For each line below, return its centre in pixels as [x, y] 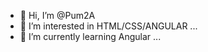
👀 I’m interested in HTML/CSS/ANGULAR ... [108, 26]
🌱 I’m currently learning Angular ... [90, 36]
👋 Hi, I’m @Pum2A [57, 15]
